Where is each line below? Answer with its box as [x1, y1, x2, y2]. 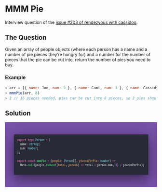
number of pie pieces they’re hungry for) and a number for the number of [5, 51, 151, 57]
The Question [5, 33, 47, 42]
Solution [5, 109, 31, 117]
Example [5, 74, 26, 80]
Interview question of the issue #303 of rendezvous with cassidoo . [5, 19, 138, 25]
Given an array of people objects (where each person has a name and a [5, 46, 148, 52]
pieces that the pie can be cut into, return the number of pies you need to [5, 57, 151, 63]
